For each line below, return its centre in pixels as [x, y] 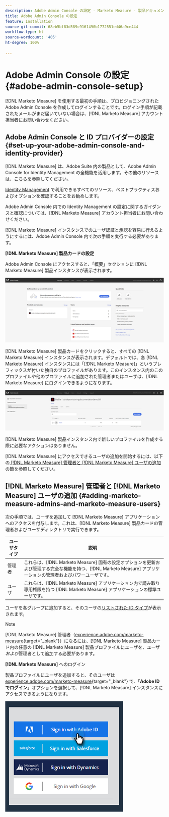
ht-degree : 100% [22, 43]
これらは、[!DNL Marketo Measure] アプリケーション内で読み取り [92, 583]
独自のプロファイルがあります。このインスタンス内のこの [104, 370]
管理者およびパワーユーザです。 [78, 575]
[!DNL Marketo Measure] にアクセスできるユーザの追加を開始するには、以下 [84, 456]
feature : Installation [29, 21]
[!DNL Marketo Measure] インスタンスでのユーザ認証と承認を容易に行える [82, 230]
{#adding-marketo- [110, 496]
